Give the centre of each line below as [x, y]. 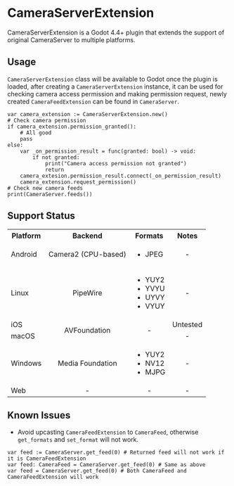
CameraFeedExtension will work [53, 477]
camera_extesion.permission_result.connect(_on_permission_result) [121, 176]
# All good [36, 133]
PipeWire [87, 293]
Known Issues [39, 415]
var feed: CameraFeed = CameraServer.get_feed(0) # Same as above [106, 465]
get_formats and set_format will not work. [78, 440]
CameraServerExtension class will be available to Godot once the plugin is [112, 79]
